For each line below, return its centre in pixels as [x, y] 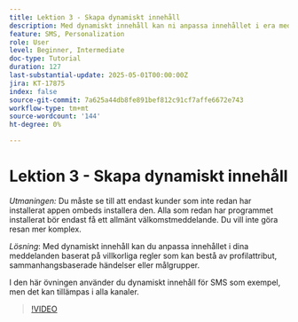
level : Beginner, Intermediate [67, 51]
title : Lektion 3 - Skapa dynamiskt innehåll [94, 17]
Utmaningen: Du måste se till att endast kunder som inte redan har [130, 200]
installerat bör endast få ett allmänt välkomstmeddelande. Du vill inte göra [144, 219]
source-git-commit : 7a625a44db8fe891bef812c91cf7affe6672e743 [126, 100]
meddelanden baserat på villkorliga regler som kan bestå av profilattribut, [143, 255]
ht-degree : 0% [35, 125]
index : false [33, 91]
